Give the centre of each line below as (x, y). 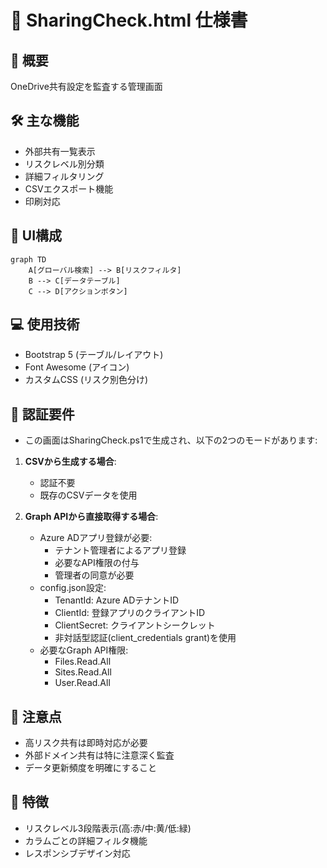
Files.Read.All (83, 662)
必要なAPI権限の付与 (97, 563)
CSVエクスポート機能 (69, 188)
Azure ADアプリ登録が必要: (96, 538)
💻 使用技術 (45, 324)
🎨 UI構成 (36, 236)
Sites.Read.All (83, 672)
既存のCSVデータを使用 (88, 495)
